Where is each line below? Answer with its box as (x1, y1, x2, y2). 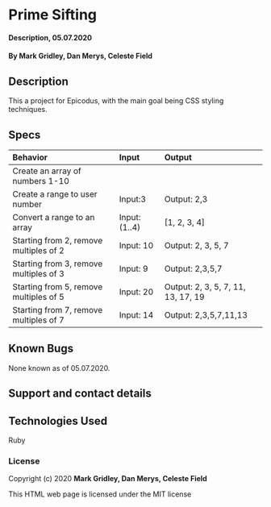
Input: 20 (119, 286, 154, 297)
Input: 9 (119, 264, 148, 274)
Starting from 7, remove (12, 305, 103, 315)
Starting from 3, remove (12, 258, 103, 269)
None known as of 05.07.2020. (8, 363, 110, 372)
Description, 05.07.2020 (8, 32, 93, 42)
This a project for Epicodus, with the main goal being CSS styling (8, 96, 224, 106)
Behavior (12, 152, 48, 163)
